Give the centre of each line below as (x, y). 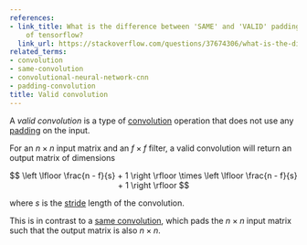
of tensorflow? (55, 35)
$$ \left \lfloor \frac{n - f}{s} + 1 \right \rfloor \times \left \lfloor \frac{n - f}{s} (153, 176)
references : (32, 18)
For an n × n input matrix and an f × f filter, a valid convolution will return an (151, 148)
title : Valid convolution (58, 94)
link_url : (36, 43)
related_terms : (38, 52)
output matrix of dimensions (63, 157)
